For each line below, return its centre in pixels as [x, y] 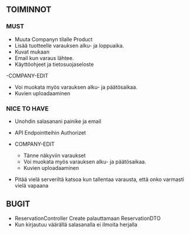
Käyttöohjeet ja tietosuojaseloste [54, 64]
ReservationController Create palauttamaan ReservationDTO [87, 218]
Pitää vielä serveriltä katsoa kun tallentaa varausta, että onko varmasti [99, 179]
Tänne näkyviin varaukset [55, 155]
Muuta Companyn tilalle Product [54, 39]
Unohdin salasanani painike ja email [58, 121]
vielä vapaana [31, 185]
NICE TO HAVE [27, 108]
